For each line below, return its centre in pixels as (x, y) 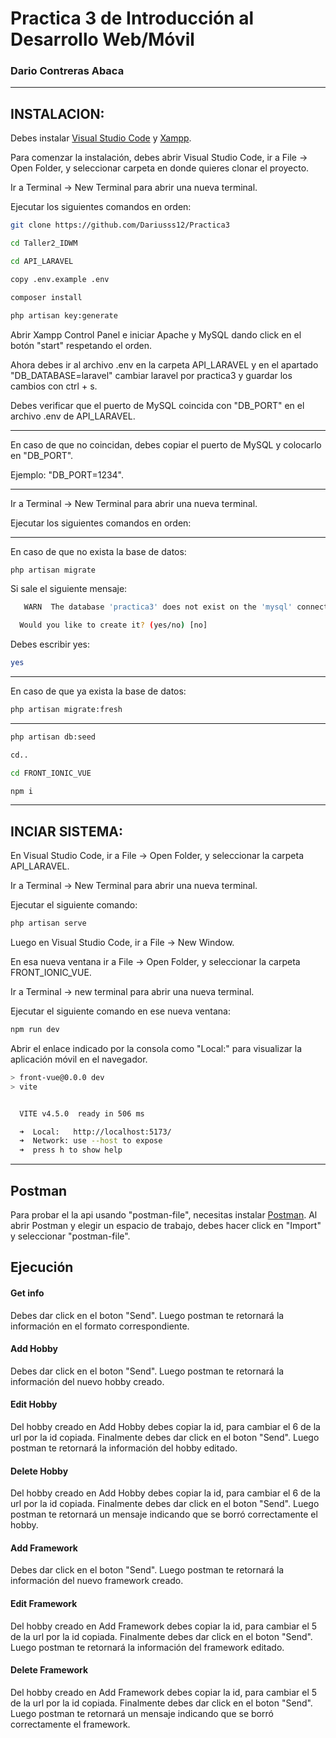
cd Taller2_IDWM (44, 243)
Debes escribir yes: (50, 644)
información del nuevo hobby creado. (87, 1381)
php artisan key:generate (64, 315)
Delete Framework (49, 1670)
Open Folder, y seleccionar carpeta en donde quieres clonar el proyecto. (160, 168)
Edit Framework (44, 1604)
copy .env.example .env (60, 279)
